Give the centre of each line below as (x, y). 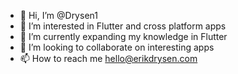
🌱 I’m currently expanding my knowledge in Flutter (123, 36)
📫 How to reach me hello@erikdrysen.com (108, 58)
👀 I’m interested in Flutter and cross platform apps (123, 26)
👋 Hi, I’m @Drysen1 (58, 15)
